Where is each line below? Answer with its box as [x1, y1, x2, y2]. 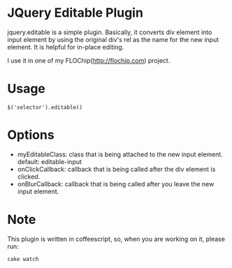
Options [7, 127, 55, 143]
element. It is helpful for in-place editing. [7, 43, 124, 51]
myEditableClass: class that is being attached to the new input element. [17, 150, 224, 158]
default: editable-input [17, 157, 82, 165]
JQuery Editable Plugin [7, 5, 143, 21]
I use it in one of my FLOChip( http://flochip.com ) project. [7, 56, 171, 64]
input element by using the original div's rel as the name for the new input [7, 35, 219, 43]
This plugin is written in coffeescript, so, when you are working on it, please [7, 234, 226, 243]
